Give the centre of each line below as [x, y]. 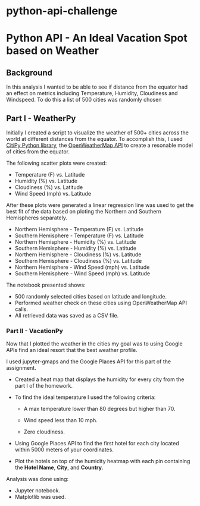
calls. [21, 309]
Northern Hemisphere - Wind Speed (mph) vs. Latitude [82, 267]
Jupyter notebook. [37, 491]
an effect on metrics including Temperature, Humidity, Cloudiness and [92, 93]
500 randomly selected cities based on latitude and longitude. [90, 296]
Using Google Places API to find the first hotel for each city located [97, 444]
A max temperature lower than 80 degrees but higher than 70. [99, 409]
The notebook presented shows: [46, 285]
